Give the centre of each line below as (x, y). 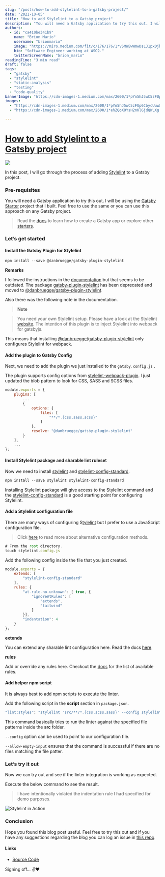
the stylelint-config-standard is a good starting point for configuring (74, 495)
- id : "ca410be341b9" (32, 32)
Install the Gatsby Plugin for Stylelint (43, 250)
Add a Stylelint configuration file (39, 511)
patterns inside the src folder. (35, 727)
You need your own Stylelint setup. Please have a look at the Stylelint (87, 319)
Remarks (14, 270)
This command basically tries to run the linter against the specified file (76, 722)
